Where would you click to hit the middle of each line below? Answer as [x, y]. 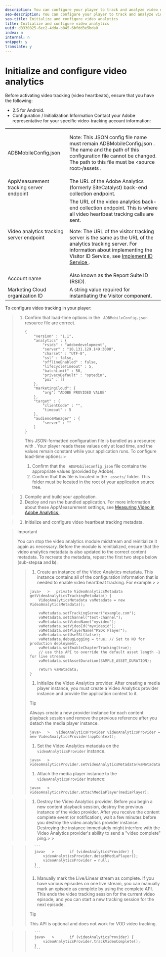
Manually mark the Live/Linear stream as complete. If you [95, 878]
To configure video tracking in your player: [48, 308]
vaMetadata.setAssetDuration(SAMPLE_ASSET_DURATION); [95, 661]
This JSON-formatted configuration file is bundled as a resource [90, 441]
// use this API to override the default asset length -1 [100, 652]
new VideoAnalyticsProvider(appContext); [73, 736]
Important [27, 531]
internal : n [17, 38]
